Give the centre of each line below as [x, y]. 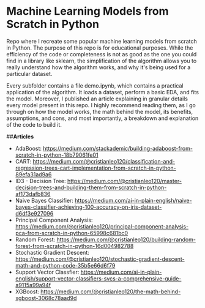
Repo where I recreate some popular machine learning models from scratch [102, 41]
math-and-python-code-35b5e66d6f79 [65, 265]
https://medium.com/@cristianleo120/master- [125, 181]
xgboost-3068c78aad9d [46, 298]
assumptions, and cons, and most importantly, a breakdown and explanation [102, 118]
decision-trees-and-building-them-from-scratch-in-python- [91, 187]
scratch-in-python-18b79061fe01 [57, 155]
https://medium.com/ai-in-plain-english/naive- [133, 200]
